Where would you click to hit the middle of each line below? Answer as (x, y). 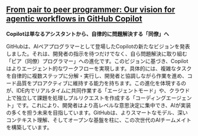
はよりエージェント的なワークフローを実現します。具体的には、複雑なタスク (99, 68)
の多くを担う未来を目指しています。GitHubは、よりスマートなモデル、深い (97, 112)
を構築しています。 (29, 127)
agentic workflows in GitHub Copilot (74, 19)
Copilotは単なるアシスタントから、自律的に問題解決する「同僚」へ (88, 34)
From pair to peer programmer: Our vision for (91, 10)
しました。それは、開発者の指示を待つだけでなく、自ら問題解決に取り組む (97, 54)
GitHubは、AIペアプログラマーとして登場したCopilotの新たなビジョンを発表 (98, 46)
